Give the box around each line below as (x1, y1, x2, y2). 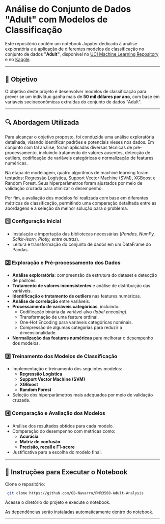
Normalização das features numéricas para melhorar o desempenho (12, 335, 153, 341)
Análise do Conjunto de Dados (5, 3, 131, 15)
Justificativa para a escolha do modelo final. (12, 449, 102, 455)
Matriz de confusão (19, 438, 60, 444)
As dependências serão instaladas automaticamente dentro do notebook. (5, 509, 154, 515)
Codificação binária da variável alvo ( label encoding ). (19, 309, 128, 315)
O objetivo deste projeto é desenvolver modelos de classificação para (5, 88, 147, 94)
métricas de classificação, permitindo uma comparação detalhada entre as (5, 200, 157, 206)
